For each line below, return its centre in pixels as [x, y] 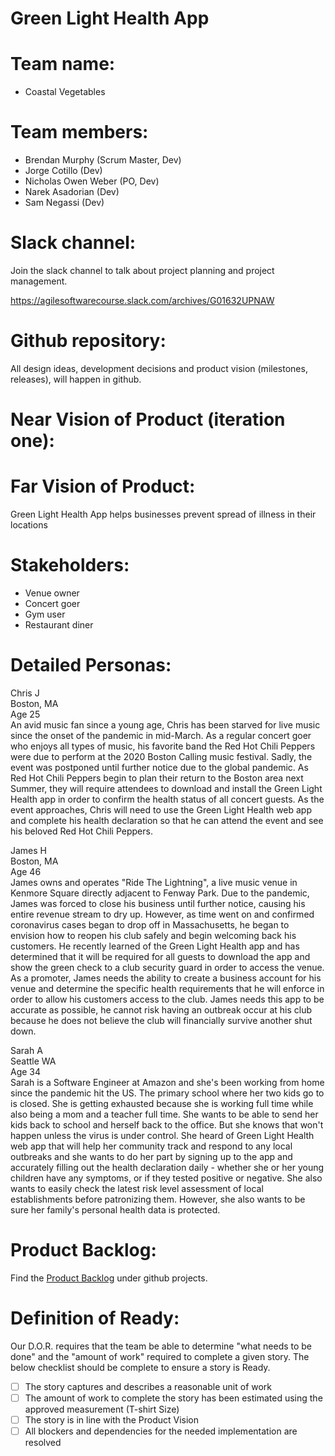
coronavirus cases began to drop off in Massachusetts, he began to [150, 924]
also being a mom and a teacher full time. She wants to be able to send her [164, 1114]
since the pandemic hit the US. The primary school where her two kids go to [167, 1093]
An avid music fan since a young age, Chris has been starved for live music [165, 724]
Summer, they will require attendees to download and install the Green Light [166, 788]
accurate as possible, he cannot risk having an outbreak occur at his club [161, 1009]
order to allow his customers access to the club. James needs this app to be [167, 999]
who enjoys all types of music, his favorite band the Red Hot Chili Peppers [163, 746]
